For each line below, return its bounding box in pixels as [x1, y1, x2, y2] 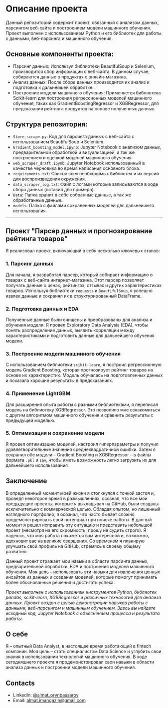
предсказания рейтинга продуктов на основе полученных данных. [12, 105, 156, 111]
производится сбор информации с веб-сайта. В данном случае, [12, 68, 150, 74]
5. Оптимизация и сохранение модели [5, 430, 104, 437]
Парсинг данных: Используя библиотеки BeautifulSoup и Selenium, [12, 63, 155, 69]
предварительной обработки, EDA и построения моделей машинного [5, 563, 155, 569]
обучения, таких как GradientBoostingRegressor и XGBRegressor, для [12, 100, 159, 106]
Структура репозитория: [5, 120, 88, 129]
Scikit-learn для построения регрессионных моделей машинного [12, 95, 152, 101]
